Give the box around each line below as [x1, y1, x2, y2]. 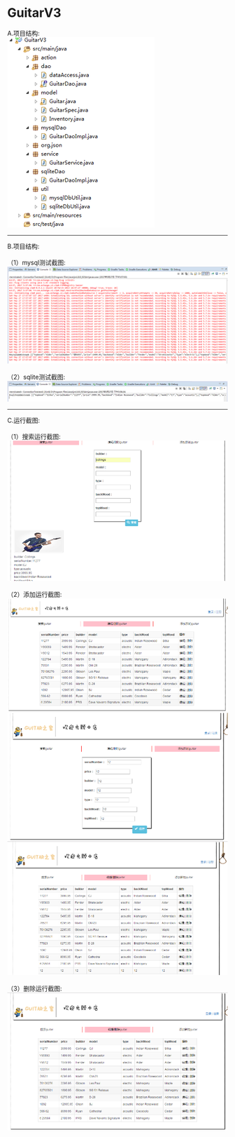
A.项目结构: [7, 29, 40, 37]
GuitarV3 [7, 5, 62, 21]
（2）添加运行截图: [7, 591, 62, 599]
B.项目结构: [7, 242, 40, 250]
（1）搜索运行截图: [7, 432, 61, 440]
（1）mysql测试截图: [7, 258, 66, 267]
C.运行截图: [7, 416, 41, 424]
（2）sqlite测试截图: [7, 373, 65, 382]
